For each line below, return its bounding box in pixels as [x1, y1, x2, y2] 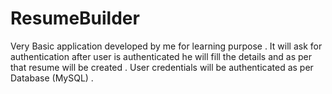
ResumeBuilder [10, 7, 140, 30]
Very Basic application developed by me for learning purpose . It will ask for [10, 40, 323, 52]
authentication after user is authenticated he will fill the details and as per [10, 50, 313, 62]
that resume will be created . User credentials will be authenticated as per [10, 61, 314, 73]
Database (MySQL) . [10, 72, 94, 84]
